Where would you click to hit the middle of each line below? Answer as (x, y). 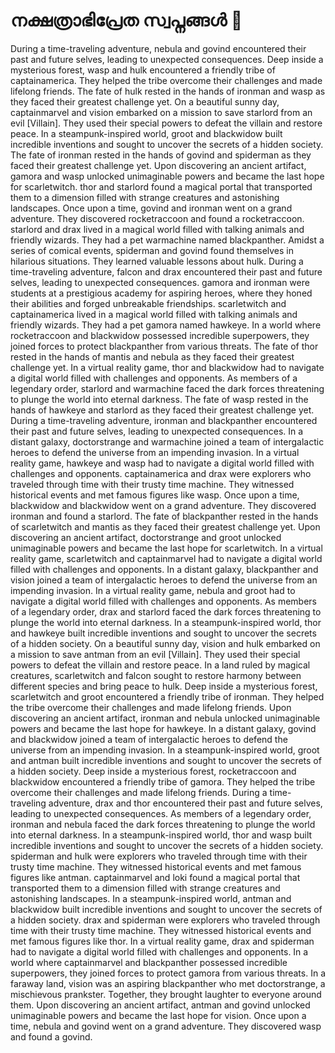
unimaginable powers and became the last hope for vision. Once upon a (158, 1015)
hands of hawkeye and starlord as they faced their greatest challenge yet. (162, 410)
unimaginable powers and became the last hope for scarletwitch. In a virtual (166, 548)
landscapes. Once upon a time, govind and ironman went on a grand (151, 208)
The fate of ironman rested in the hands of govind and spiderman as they (161, 155)
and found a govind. (51, 1036)
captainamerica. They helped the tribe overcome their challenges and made (166, 80)
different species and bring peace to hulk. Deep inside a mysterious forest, (164, 686)
